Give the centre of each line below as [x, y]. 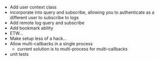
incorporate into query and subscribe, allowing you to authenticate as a [82, 12]
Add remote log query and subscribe [47, 23]
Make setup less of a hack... [38, 38]
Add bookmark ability [32, 28]
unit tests [19, 54]
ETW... [16, 33]
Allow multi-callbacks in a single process [51, 44]
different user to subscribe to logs [44, 17]
